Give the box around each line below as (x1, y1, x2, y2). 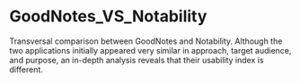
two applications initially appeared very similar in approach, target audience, (9, 45, 292, 55)
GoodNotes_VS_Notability (9, 6, 207, 27)
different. (9, 64, 43, 75)
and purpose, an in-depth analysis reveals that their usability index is (9, 54, 264, 65)
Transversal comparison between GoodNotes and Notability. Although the (9, 36, 283, 46)
